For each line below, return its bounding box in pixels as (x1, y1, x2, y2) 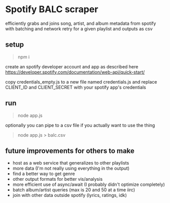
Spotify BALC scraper (5, 4, 98, 15)
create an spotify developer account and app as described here (5, 63, 139, 69)
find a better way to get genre (12, 171, 75, 177)
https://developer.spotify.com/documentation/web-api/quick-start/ (5, 69, 145, 75)
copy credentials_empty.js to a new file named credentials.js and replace (5, 78, 157, 85)
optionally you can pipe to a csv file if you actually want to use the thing (5, 122, 155, 128)
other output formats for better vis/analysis (12, 176, 103, 182)
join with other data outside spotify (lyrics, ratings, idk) (12, 192, 127, 198)
